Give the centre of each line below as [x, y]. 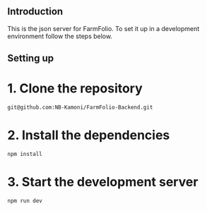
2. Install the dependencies [89, 135]
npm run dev [25, 201]
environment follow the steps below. [60, 36]
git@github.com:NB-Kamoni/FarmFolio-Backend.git [80, 108]
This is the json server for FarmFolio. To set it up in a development [103, 28]
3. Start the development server [103, 182]
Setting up [31, 58]
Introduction [35, 12]
